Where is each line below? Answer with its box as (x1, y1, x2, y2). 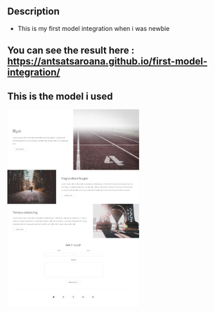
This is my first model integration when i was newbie (17, 24, 170, 32)
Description (7, 6, 60, 18)
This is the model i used (7, 90, 113, 102)
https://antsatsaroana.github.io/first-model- (7, 55, 208, 67)
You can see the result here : (7, 45, 135, 57)
